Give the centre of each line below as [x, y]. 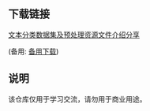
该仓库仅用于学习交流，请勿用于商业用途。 [77, 99]
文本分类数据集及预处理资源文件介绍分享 [74, 35]
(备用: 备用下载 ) [34, 51]
